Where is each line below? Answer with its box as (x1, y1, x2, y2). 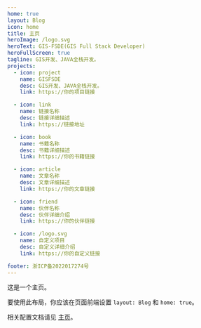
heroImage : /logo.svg (7, 37, 71, 44)
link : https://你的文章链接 (20, 185, 96, 192)
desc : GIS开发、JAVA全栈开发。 (20, 82, 103, 89)
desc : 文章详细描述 (20, 179, 70, 186)
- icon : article (13, 166, 61, 173)
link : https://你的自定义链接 (20, 250, 101, 257)
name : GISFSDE (20, 75, 61, 83)
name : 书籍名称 (20, 140, 60, 147)
